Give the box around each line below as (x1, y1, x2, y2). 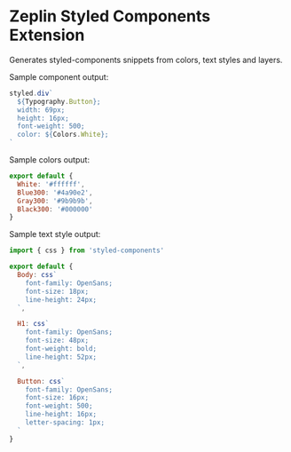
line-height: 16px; (25, 410, 98, 419)
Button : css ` (17, 377, 66, 385)
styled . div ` (9, 89, 53, 98)
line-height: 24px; (25, 295, 98, 304)
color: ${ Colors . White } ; (17, 131, 109, 139)
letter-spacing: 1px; (25, 418, 105, 427)
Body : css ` (17, 271, 58, 280)
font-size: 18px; (25, 287, 90, 296)
